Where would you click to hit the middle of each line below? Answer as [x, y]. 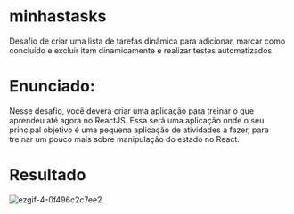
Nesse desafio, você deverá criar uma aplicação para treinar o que [132, 111]
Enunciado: [52, 87]
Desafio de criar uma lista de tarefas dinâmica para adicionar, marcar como [147, 41]
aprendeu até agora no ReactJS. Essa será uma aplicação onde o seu [137, 120]
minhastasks [58, 16]
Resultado [48, 175]
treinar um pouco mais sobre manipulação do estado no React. [125, 139]
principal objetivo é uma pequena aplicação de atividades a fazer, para [139, 130]
